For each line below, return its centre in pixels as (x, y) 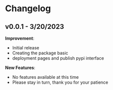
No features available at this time (45, 77)
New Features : (20, 67)
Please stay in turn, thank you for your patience (60, 82)
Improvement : (20, 38)
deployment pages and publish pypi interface (58, 58)
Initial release (26, 48)
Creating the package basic (40, 53)
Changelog (28, 9)
